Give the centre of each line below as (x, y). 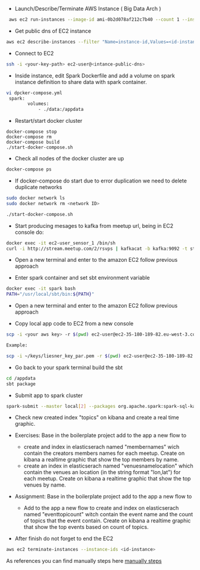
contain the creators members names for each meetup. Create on (104, 453)
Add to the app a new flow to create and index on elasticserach (101, 508)
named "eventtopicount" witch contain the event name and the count (108, 515)
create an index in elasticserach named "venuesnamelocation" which (108, 466)
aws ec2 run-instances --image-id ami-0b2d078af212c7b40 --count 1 (94, 20)
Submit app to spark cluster (49, 395)
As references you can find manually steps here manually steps (84, 561)
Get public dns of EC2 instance (53, 31)
